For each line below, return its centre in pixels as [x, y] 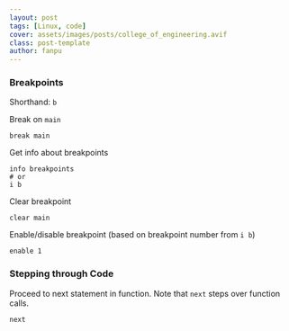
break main [30, 136]
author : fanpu [36, 51]
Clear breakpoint [41, 201]
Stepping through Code [62, 273]
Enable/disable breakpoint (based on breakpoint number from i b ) [132, 235]
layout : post [34, 18]
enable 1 [26, 251]
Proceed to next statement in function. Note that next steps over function [145, 293]
